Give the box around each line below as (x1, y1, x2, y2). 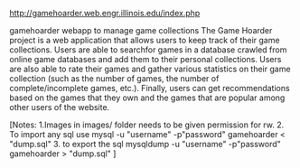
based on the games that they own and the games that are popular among (9, 92, 286, 103)
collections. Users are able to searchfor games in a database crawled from (9, 44, 287, 55)
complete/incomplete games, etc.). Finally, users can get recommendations (9, 83, 291, 93)
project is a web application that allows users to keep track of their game (9, 35, 280, 45)
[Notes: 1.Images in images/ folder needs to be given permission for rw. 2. (9, 119, 285, 130)
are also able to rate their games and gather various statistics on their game (9, 63, 291, 74)
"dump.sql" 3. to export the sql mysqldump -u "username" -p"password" (9, 139, 282, 149)
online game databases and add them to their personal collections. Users (9, 54, 282, 64)
